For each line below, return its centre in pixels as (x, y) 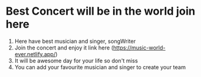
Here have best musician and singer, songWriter (75, 41)
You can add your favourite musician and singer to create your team (100, 67)
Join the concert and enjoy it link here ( (64, 48)
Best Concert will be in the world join (101, 11)
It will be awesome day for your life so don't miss (76, 61)
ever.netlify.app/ (35, 54)
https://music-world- (140, 48)
